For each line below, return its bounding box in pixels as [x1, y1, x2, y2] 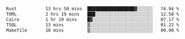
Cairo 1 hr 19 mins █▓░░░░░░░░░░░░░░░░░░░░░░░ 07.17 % [6, 17, 180, 22]
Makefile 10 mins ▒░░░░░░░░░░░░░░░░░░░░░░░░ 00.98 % [6, 27, 180, 33]
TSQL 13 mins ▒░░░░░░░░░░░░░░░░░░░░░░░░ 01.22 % [6, 22, 180, 28]
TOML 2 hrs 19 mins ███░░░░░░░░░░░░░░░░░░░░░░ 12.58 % [6, 11, 180, 17]
